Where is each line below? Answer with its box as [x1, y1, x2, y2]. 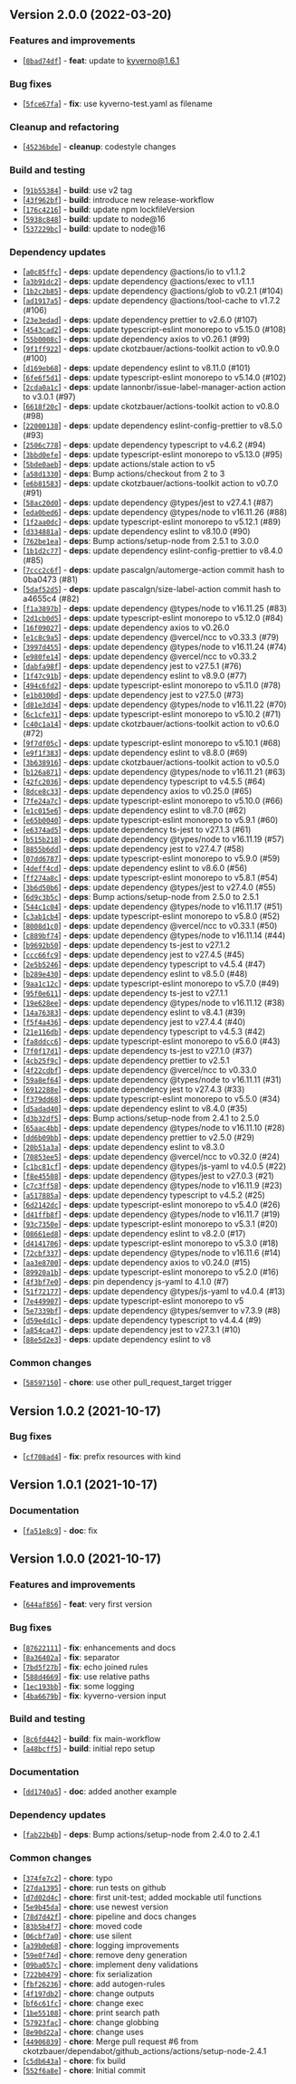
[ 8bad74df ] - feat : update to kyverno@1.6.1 [22, 54, 180, 66]
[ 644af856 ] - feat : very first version [22, 1599, 152, 1610]
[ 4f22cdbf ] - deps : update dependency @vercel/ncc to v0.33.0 [22, 1064, 257, 1075]
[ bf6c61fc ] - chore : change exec [22, 1997, 145, 2008]
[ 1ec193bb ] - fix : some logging [22, 1680, 135, 1691]
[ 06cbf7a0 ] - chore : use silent [22, 1930, 132, 1941]
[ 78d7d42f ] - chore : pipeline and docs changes [22, 1910, 197, 1922]
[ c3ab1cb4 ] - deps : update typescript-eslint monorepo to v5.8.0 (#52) [22, 910, 281, 922]
